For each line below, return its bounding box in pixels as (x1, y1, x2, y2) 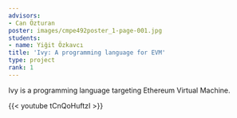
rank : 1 (8, 64, 34, 72)
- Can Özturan (8, 19, 56, 27)
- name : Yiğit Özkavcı (8, 41, 84, 49)
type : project (8, 57, 56, 65)
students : (8, 33, 41, 42)
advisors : (8, 11, 41, 20)
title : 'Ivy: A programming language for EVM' (8, 49, 166, 57)
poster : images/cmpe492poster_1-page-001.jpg (8, 26, 162, 34)
